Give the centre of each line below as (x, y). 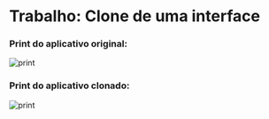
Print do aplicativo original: (69, 44)
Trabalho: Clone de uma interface (135, 16)
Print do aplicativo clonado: (69, 86)
